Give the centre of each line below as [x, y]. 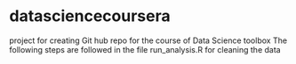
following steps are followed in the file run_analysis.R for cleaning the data [145, 49]
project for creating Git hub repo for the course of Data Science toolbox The [148, 40]
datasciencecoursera [90, 16]
